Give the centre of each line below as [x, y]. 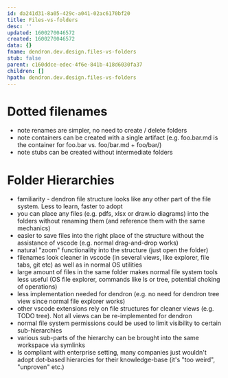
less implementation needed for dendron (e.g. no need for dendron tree [118, 294]
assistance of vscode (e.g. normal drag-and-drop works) [98, 243]
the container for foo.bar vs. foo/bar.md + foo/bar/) [89, 145]
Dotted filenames [57, 111]
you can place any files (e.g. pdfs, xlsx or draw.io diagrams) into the [113, 214]
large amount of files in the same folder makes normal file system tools [117, 272]
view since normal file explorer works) [71, 301]
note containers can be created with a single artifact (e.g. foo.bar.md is [117, 137]
